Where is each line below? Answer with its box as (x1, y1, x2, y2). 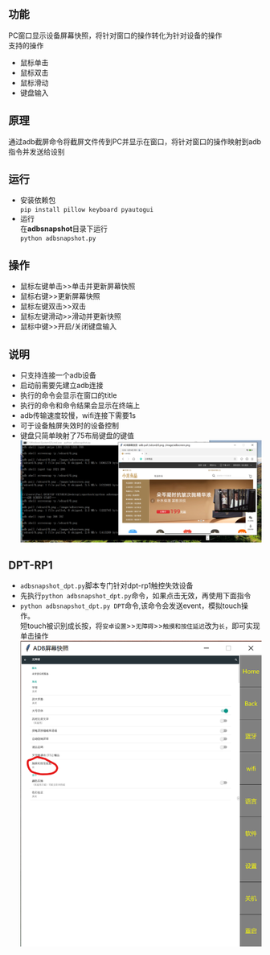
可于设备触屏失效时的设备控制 (19, 421, 119, 431)
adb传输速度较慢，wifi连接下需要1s (19, 411, 137, 420)
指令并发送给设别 (8, 147, 65, 156)
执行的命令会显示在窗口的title (19, 391, 117, 400)
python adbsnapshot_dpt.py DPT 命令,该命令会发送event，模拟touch (19, 601, 242, 610)
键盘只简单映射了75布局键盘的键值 (19, 431, 134, 440)
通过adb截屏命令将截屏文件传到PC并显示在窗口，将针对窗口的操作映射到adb (8, 136, 262, 147)
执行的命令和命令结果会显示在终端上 (19, 401, 141, 411)
